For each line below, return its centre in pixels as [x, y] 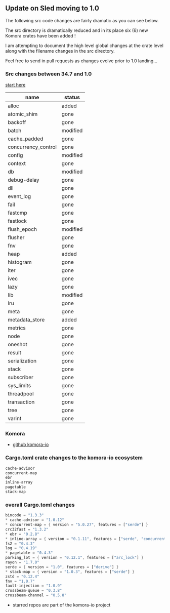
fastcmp [18, 213]
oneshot [18, 345]
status [72, 97]
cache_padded [26, 139]
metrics [17, 328]
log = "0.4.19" [21, 548]
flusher [16, 237]
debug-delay [24, 180]
